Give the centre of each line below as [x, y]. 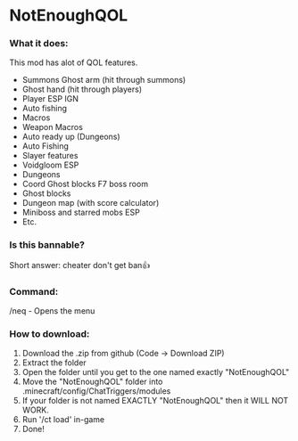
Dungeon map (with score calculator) [91, 203]
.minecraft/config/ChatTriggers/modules [96, 391]
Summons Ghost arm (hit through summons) [104, 80]
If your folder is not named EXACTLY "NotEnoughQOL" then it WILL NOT [155, 401]
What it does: [39, 44]
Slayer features [50, 156]
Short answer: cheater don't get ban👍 [80, 265]
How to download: [50, 334]
